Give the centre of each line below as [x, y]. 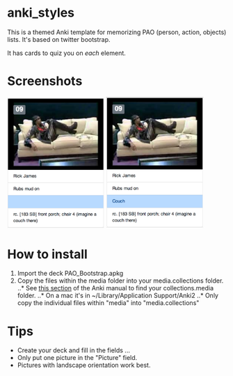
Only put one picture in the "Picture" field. [77, 358]
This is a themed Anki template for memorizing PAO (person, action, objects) [117, 32]
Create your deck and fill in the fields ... [74, 350]
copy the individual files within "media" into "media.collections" [108, 303]
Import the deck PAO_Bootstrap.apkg [70, 274]
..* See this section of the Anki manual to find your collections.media [115, 288]
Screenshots [45, 81]
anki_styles [41, 13]
